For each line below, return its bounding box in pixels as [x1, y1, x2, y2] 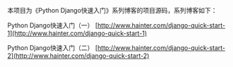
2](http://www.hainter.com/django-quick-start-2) [7, 51, 150, 60]
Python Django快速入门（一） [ [7, 21, 98, 30]
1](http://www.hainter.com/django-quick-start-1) [7, 29, 148, 37]
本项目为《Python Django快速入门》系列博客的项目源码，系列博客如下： [7, 6, 217, 14]
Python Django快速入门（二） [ [7, 44, 98, 51]
